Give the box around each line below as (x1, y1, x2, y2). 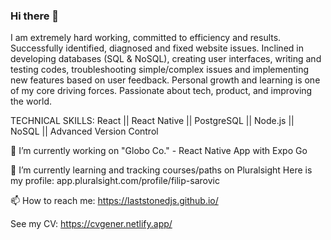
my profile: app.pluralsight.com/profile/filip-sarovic (10, 175, 220, 187)
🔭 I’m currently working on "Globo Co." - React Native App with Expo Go (10, 145, 308, 157)
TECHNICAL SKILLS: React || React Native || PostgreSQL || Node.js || (10, 115, 295, 127)
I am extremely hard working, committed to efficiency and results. (10, 32, 282, 44)
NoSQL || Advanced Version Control (10, 125, 159, 138)
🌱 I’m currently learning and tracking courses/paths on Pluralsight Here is (10, 164, 313, 176)
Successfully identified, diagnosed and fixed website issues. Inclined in (10, 42, 304, 54)
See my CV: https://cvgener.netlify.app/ (10, 218, 173, 230)
